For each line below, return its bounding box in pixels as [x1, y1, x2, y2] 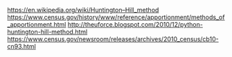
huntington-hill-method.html [7, 27, 88, 36]
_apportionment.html [7, 21, 66, 28]
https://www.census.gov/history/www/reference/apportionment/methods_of [7, 13, 225, 21]
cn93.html [7, 43, 36, 50]
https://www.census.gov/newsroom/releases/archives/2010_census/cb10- [7, 35, 220, 43]
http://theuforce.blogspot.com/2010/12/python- [67, 21, 203, 28]
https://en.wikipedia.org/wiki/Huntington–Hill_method [7, 6, 159, 14]
